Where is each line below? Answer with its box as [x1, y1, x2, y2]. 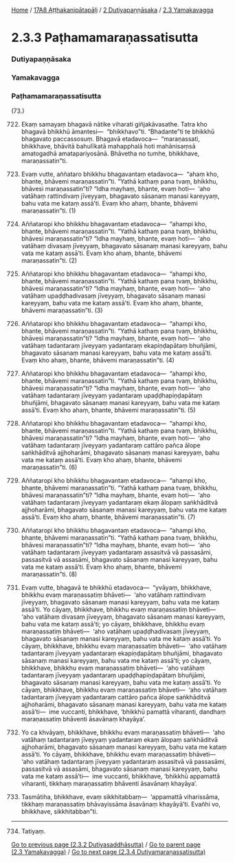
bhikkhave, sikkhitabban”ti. [21, 807, 98, 816]
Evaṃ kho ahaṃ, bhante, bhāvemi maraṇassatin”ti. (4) [21, 356, 175, 364]
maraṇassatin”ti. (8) [21, 570, 78, 578]
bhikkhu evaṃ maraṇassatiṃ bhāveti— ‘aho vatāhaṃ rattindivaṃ [21, 591, 206, 599]
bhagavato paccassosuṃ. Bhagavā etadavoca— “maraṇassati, [21, 135, 200, 143]
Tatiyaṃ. [21, 827, 46, 835]
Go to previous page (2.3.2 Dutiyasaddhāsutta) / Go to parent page [11, 840, 201, 849]
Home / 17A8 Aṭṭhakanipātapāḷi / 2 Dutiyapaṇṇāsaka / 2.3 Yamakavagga [11, 6, 214, 14]
